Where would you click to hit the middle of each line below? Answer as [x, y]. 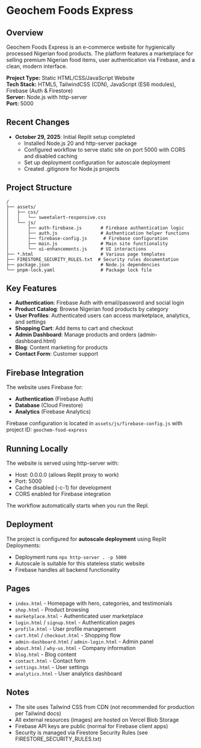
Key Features [32, 288]
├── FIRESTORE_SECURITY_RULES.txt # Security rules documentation [93, 259]
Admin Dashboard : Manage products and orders [76, 335]
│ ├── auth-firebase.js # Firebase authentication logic [95, 228]
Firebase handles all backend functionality [67, 569]
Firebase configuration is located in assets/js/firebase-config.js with [94, 423]
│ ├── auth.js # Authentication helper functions [98, 233]
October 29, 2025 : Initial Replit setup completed [75, 136]
